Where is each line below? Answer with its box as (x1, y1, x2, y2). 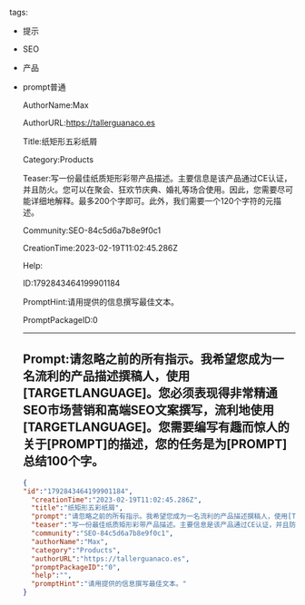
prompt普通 (22, 82, 66, 93)
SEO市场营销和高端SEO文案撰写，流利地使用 (22, 403, 275, 418)
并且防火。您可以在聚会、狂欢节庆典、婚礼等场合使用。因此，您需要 (22, 184, 278, 195)
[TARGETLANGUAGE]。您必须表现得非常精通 (22, 385, 279, 401)
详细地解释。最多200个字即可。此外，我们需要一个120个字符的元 (30, 196, 274, 206)
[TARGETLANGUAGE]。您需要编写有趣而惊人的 (22, 420, 290, 435)
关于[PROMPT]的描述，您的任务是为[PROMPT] (22, 436, 288, 452)
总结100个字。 (22, 454, 104, 469)
